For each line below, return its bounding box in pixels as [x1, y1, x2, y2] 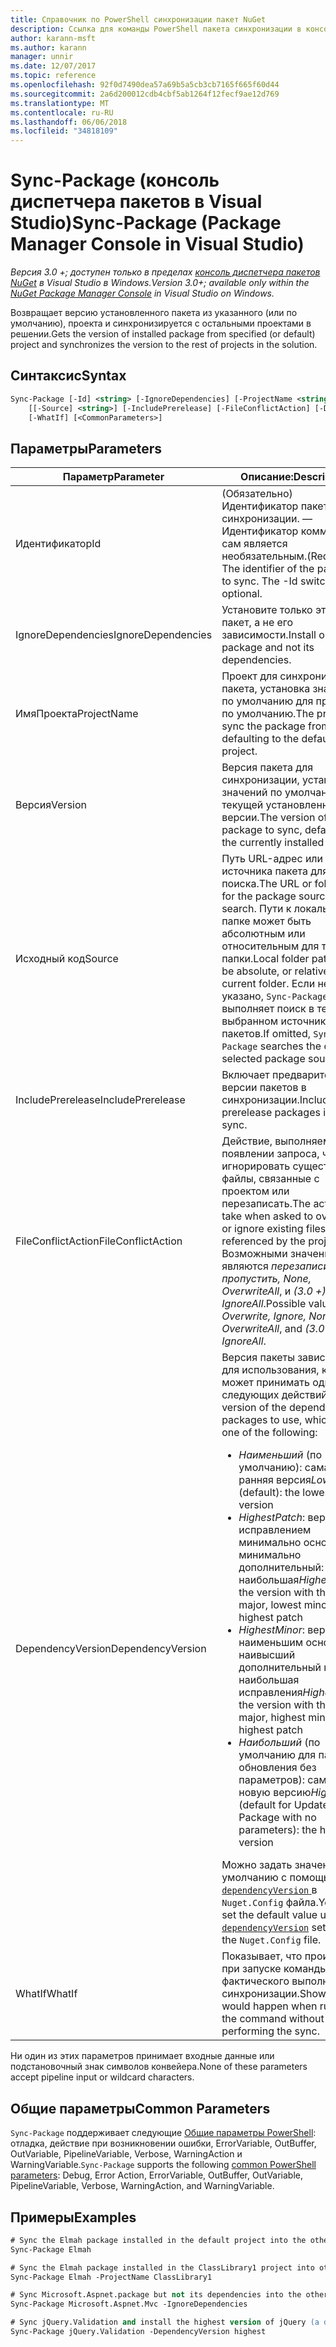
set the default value [221, 1908, 318, 1922]
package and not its [221, 641, 315, 655]
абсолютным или [221, 927, 306, 941]
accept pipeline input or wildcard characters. [10, 2071, 195, 2083]
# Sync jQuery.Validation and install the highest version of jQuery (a [10, 2317, 320, 2328]
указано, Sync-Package [221, 989, 328, 1003]
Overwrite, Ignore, [221, 1309, 307, 1323]
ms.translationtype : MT [10, 98, 110, 108]
